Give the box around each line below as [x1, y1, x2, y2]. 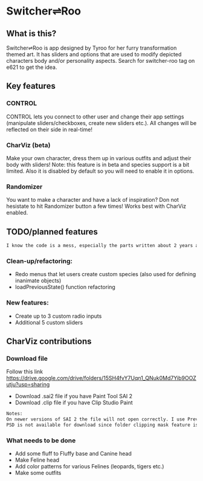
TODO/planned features [6, 227, 98, 237]
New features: [6, 299, 50, 307]
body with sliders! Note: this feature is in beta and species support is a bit [6, 161, 190, 168]
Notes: [6, 411, 23, 417]
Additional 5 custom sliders [14, 318, 83, 326]
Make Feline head [14, 456, 59, 463]
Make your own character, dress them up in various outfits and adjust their [6, 154, 192, 161]
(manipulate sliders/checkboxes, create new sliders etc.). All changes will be [6, 119, 197, 126]
